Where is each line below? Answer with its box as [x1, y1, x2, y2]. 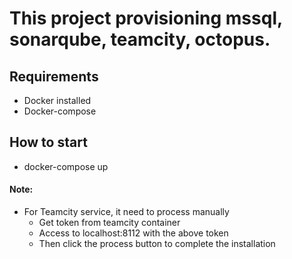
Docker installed [23, 95, 92, 106]
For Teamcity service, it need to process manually [23, 206, 230, 218]
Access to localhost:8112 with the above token [38, 227, 229, 239]
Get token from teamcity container [38, 217, 181, 229]
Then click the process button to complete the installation [38, 238, 276, 250]
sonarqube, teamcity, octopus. [9, 28, 271, 51]
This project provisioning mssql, [9, 7, 283, 30]
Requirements [9, 68, 99, 85]
